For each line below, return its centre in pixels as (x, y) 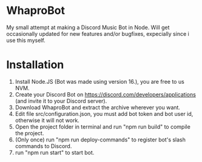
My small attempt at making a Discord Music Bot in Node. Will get (88, 27)
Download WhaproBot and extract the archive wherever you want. (98, 107)
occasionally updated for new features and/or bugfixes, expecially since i (98, 33)
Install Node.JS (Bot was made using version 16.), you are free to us (100, 81)
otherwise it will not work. (47, 120)
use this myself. (26, 40)
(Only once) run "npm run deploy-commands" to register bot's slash (100, 140)
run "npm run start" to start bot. (55, 152)
